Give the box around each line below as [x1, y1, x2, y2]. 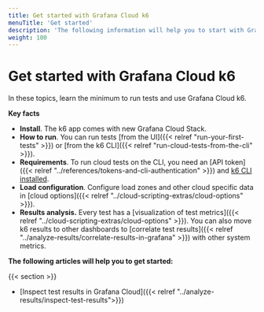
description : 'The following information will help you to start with [8, 26, 244, 34]
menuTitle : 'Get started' [8, 19, 93, 27]
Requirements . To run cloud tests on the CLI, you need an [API [19, 158, 224, 167]
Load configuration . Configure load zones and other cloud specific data [19, 183, 254, 192]
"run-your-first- [193, 132, 245, 142]
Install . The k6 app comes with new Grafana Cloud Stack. [19, 124, 207, 134]
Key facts [8, 109, 40, 118]
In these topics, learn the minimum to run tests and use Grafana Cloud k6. [8, 94, 247, 103]
